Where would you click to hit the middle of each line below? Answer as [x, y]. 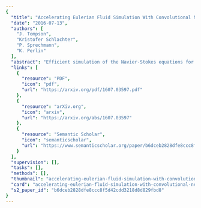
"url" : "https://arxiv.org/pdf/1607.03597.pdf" [82, 90]
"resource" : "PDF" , [46, 79]
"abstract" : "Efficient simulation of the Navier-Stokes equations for [103, 62]
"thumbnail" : [27, 179]
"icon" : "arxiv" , [43, 112]
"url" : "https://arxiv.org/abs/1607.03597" [77, 117]
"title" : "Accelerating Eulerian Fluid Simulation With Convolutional [101, 17]
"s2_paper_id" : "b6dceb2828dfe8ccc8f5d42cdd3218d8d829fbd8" [88, 190]
